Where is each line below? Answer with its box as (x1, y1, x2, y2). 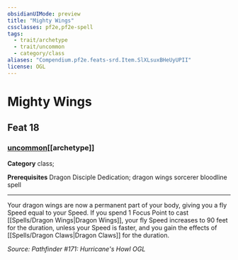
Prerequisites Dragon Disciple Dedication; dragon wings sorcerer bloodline (7, 173, 228, 181)
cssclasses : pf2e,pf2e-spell (7, 23, 93, 30)
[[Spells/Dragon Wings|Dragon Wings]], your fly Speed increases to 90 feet (7, 215, 228, 224)
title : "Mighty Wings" (7, 17, 74, 24)
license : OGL (7, 63, 46, 70)
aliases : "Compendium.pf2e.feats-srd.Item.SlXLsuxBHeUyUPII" (7, 57, 192, 64)
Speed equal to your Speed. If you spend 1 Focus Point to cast (7, 208, 189, 217)
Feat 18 (7, 122, 40, 134)
